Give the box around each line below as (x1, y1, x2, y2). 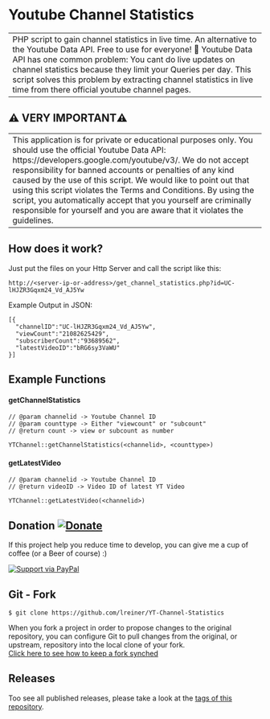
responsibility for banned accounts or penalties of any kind (12, 164, 235, 175)
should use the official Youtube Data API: (12, 144, 166, 155)
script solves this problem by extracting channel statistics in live (12, 74, 253, 85)
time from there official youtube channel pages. (12, 84, 191, 95)
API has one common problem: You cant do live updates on (12, 54, 235, 65)
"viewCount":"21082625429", (15, 330, 110, 338)
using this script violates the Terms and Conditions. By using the (12, 184, 255, 195)
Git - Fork (8, 587, 56, 601)
